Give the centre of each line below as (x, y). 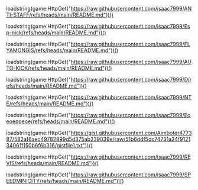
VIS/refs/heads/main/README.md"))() (53, 163)
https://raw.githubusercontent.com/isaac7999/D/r (131, 80)
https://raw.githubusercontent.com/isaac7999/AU (131, 62)
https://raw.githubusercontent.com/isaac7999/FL (131, 44)
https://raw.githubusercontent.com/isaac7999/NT (131, 97)
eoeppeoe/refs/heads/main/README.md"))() (61, 121)
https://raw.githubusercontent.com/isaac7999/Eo (131, 115)
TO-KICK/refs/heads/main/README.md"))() (59, 68)
